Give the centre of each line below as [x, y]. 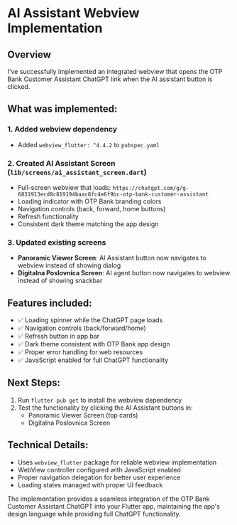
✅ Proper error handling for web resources [80, 352]
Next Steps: [34, 383]
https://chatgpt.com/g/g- [151, 188]
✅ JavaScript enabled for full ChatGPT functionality [93, 360]
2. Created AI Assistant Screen [61, 163]
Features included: [50, 303]
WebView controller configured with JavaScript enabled [99, 470]
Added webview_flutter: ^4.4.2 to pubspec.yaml [88, 144]
